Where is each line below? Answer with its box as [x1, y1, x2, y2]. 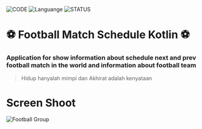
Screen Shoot [6, 96, 76, 110]
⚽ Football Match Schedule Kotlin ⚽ [6, 28, 190, 42]
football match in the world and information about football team [6, 61, 197, 69]
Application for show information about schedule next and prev [6, 54, 197, 62]
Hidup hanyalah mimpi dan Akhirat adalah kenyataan [21, 75, 152, 82]
